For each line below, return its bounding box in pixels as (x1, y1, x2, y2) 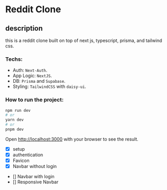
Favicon (12, 157, 30, 164)
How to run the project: (5, 96, 64, 103)
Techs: (5, 55, 23, 62)
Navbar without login (12, 163, 57, 170)
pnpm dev (5, 127, 24, 132)
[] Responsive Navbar (12, 179, 59, 185)
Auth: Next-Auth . (12, 67, 47, 74)
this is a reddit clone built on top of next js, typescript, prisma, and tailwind (5, 37, 162, 43)
